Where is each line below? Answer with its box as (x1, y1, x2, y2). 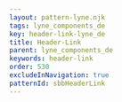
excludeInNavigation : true (9, 71, 110, 80)
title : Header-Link (9, 37, 82, 47)
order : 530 (9, 63, 50, 72)
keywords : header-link (9, 54, 94, 63)
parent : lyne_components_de (9, 46, 114, 55)
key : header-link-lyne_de (9, 29, 105, 38)
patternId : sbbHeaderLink (9, 79, 105, 88)
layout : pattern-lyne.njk (9, 12, 105, 22)
